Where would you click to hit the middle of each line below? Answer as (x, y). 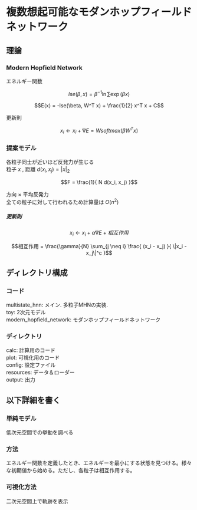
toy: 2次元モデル (26, 312)
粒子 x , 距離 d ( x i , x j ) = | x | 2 (38, 170)
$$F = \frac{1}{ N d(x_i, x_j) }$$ (99, 182)
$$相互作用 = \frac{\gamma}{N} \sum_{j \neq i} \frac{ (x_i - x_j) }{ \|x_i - (99, 246)
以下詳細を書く (33, 400)
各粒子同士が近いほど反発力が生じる (50, 162)
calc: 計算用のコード (31, 350)
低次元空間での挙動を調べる (40, 432)
